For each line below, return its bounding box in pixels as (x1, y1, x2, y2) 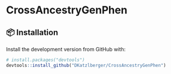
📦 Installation (6, 27, 59, 37)
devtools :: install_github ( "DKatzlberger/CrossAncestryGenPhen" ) (6, 62, 166, 68)
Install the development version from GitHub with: (6, 46, 126, 52)
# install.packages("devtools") (6, 57, 85, 63)
